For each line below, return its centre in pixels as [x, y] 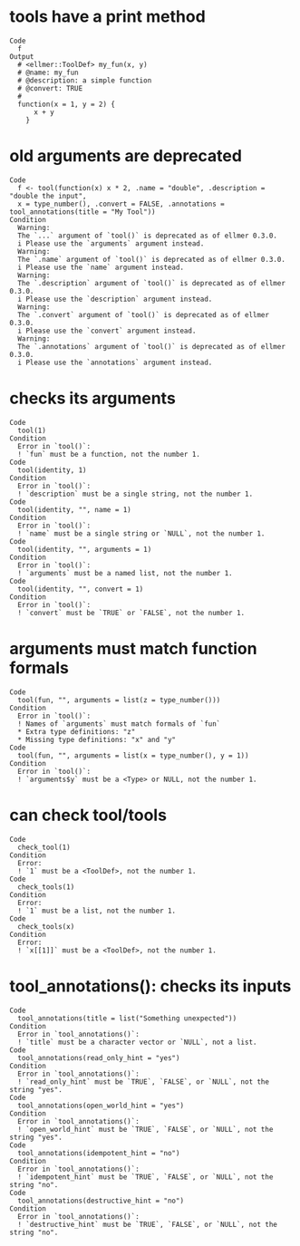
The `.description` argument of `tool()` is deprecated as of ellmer [151, 283]
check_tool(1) [44, 847]
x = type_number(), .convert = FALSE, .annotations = [121, 204]
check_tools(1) [46, 887]
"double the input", [48, 196]
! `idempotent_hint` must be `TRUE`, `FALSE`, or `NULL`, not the [145, 1177]
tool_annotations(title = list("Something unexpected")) [127, 1018]
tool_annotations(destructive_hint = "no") [101, 1201]
